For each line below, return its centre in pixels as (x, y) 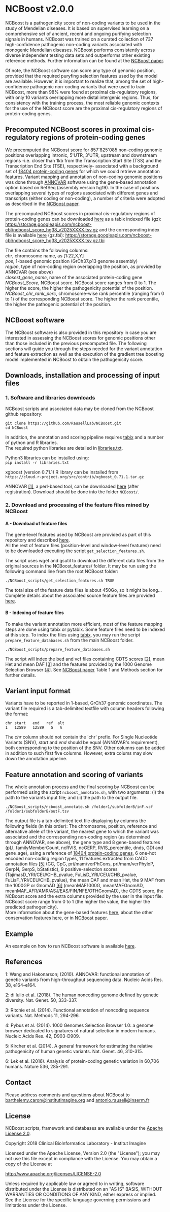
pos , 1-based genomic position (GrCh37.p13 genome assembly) (72, 261)
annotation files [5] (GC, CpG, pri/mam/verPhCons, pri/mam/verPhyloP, (80, 864)
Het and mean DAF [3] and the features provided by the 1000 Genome (79, 664)
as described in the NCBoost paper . (43, 204)
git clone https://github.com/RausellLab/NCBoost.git (63, 424)
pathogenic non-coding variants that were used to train (88, 86)
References (24, 962)
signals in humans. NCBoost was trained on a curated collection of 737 (79, 39)
